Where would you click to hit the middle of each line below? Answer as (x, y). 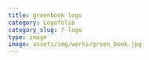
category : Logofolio (42, 23)
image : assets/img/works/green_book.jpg (75, 44)
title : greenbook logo (45, 15)
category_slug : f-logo (45, 30)
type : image (27, 37)
